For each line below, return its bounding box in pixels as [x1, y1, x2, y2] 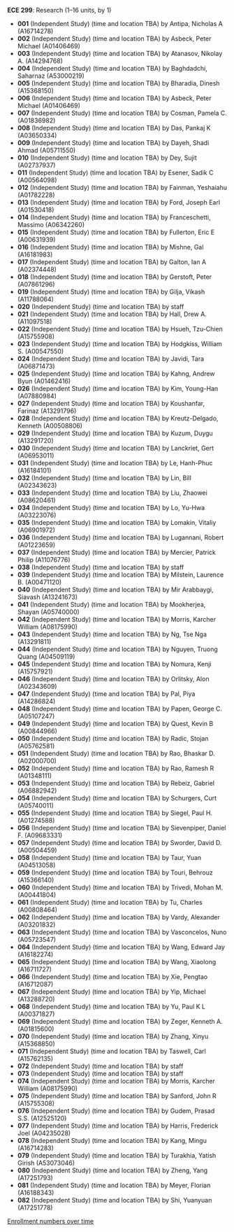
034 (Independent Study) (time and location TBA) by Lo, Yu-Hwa [17, 504, 205, 512]
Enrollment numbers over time [7, 1217, 94, 1225]
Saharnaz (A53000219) [17, 71, 85, 80]
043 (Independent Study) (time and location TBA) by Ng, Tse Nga [17, 630, 207, 638]
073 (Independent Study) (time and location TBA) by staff [17, 1069, 184, 1078]
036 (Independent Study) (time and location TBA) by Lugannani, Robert [17, 533, 224, 542]
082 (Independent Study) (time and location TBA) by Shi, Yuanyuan [17, 1196, 212, 1204]
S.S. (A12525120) [17, 1114, 67, 1122]
